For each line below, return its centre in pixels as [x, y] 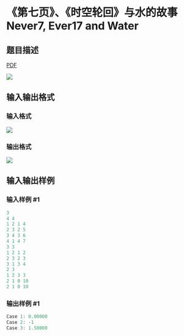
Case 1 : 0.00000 [27, 317]
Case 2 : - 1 [20, 323]
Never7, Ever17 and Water [72, 26]
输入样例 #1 [23, 200]
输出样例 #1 [23, 304]
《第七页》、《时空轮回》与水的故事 [92, 13]
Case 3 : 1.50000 [27, 328]
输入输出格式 [31, 98]
